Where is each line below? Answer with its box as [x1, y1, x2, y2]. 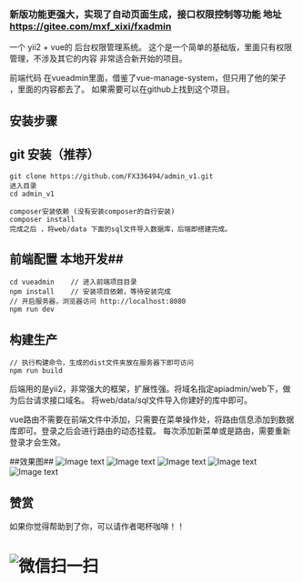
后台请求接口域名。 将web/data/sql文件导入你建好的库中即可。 [16, 395, 253, 406]
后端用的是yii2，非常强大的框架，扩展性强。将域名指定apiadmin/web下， [9, 384, 284, 395]
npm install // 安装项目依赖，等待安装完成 [9, 287, 171, 297]
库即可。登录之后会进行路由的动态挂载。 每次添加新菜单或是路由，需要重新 [9, 426, 291, 437]
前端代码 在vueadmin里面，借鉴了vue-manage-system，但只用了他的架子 [9, 73, 287, 84]
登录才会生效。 [9, 437, 66, 447]
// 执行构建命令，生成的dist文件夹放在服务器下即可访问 [9, 358, 194, 367]
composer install [9, 215, 76, 224]
